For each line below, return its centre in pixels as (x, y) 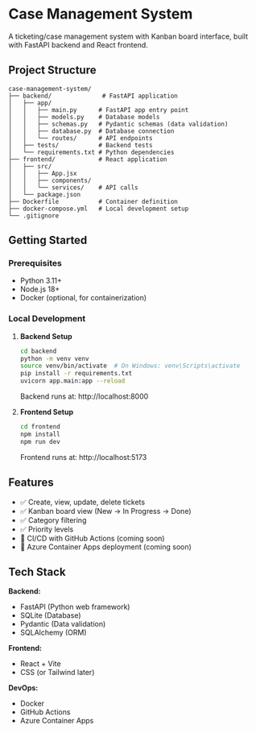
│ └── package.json (45, 194)
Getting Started (48, 240)
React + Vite (41, 664)
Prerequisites (35, 263)
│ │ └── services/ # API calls (73, 187)
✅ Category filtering (53, 520)
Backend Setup (46, 336)
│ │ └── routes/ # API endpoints (81, 138)
